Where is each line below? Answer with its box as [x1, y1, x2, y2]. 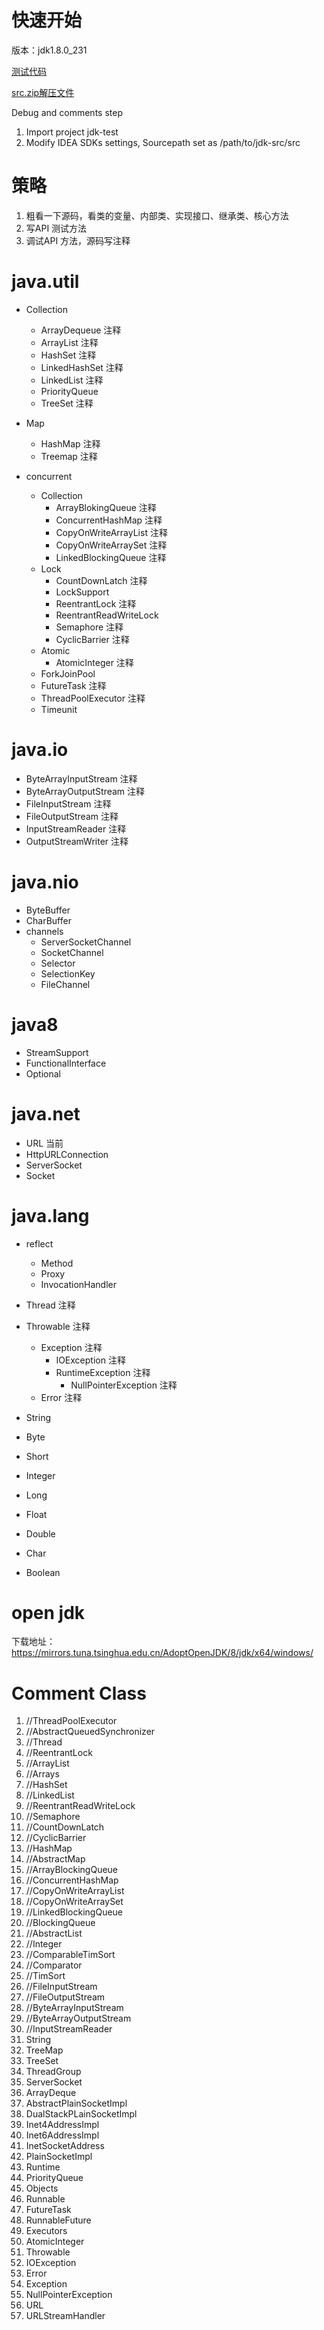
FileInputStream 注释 [25, 797, 112, 810]
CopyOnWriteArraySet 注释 [55, 539, 168, 551]
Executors [25, 2225, 68, 2237]
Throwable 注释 [25, 1320, 91, 1332]
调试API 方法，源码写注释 [25, 234, 131, 246]
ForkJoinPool [40, 667, 96, 680]
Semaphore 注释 [55, 621, 124, 633]
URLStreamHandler [25, 2310, 106, 2322]
